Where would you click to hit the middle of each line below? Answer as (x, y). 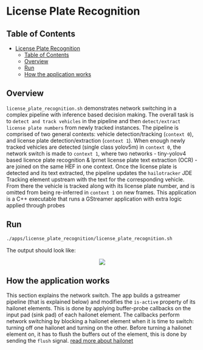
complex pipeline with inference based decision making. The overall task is (100, 115)
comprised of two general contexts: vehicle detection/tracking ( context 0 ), (100, 134)
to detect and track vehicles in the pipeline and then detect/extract (94, 121)
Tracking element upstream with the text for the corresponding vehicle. (95, 179)
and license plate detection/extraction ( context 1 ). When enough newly (96, 140)
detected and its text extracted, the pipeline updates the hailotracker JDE (99, 173)
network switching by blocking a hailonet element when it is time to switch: (100, 321)
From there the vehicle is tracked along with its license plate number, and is (101, 186)
